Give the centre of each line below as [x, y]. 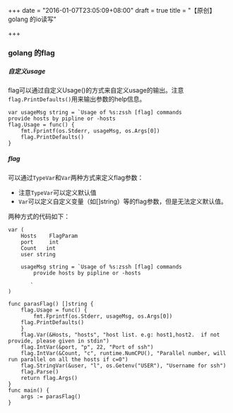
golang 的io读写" [32, 19]
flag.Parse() [40, 372]
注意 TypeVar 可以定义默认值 [57, 192]
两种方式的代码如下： [39, 216]
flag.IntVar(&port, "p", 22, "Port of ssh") [87, 347]
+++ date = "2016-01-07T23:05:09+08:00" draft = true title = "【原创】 [112, 10]
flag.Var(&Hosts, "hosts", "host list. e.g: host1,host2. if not [120, 335]
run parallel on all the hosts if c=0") [68, 359]
